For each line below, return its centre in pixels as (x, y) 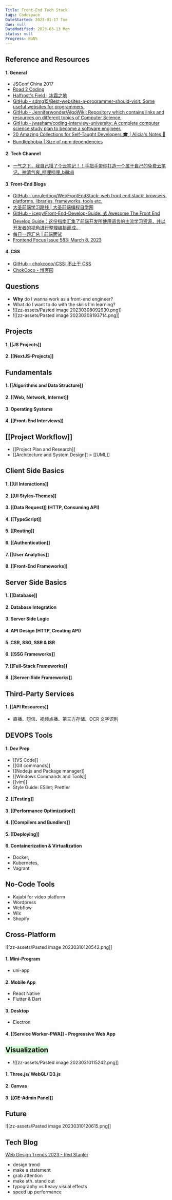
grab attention (27, 1176)
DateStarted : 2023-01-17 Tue (36, 20)
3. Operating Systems (29, 409)
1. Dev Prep (17, 748)
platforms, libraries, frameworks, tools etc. (58, 201)
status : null (19, 34)
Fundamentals (29, 372)
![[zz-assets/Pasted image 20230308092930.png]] (67, 310)
